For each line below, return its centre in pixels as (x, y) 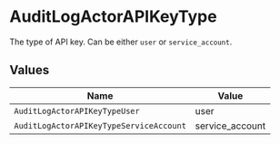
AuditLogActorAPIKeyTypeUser (77, 111)
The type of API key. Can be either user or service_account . (121, 42)
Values (30, 70)
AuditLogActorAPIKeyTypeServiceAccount (100, 125)
